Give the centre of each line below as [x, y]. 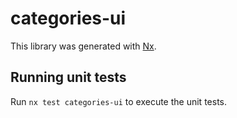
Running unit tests [68, 77]
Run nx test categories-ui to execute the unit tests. [118, 101]
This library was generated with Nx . [83, 46]
